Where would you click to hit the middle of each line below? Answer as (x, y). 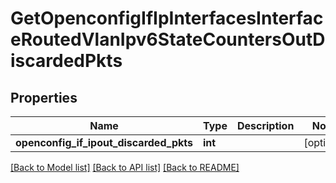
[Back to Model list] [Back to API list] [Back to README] (125, 167)
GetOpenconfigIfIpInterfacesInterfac (167, 18)
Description (265, 125)
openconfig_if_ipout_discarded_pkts (104, 142)
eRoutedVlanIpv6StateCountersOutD (168, 39)
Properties (44, 97)
